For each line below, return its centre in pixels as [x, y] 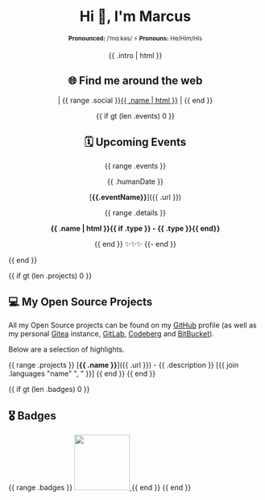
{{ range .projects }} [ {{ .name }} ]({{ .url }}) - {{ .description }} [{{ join [124, 365]
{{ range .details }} [135, 212]
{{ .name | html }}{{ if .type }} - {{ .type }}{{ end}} [135, 228]
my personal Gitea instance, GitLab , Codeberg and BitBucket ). [112, 334]
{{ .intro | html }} [135, 55]
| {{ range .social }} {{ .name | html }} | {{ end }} [135, 100]
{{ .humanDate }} [135, 181]
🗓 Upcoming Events [135, 142]
